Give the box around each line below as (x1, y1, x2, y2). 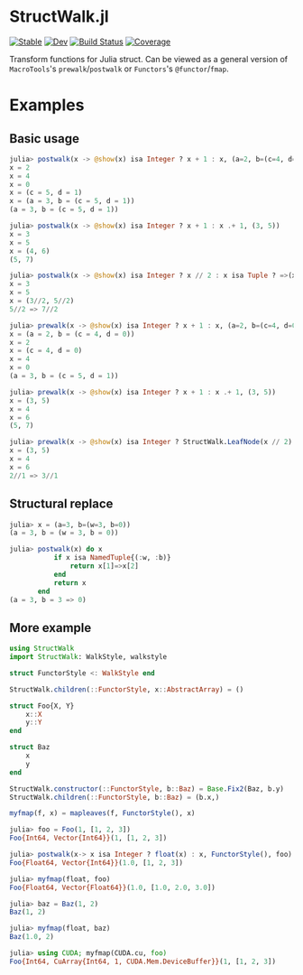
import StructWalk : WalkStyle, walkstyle (9, 653, 168, 662)
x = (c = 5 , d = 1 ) (9, 188, 83, 198)
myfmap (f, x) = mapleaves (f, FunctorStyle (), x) (9, 809, 196, 818)
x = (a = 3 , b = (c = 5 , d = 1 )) (9, 197, 135, 206)
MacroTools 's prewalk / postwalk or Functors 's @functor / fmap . (9, 63, 229, 74)
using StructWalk (9, 644, 75, 654)
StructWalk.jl (9, 6, 110, 27)
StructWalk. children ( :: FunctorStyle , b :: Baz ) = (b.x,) (9, 793, 220, 802)
